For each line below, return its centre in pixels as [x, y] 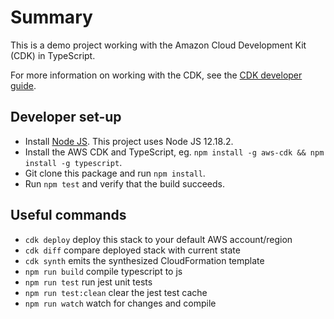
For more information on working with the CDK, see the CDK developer [156, 75]
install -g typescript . [73, 162]
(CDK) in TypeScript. [53, 55]
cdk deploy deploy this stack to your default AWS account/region [158, 239]
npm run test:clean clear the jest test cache [116, 292]
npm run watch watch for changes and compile [120, 303]
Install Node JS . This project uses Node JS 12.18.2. [129, 141]
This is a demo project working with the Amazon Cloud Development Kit [158, 45]
